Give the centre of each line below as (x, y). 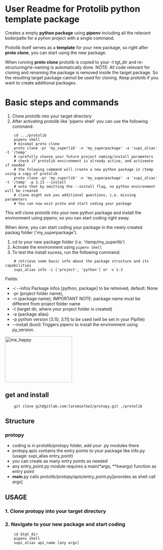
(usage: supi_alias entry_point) (43, 456)
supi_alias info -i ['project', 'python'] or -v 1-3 (68, 270)
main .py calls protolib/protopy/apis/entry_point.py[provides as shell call (84, 477)
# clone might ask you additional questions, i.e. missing (75, 195)
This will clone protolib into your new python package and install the (73, 213)
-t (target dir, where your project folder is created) (62, 309)
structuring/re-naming (27, 67)
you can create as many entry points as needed (60, 461)
